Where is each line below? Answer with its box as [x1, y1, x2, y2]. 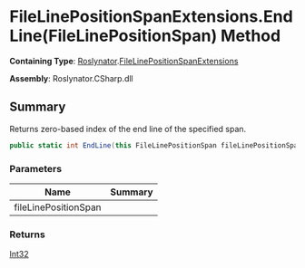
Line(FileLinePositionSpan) [9, 25, 218, 46]
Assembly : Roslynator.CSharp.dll [9, 72, 133, 83]
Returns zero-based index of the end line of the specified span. [9, 123, 247, 134]
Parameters [9, 162, 62, 175]
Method [221, 25, 281, 46]
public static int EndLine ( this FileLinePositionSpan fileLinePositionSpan [9, 140, 302, 150]
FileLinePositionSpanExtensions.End [9, 6, 293, 27]
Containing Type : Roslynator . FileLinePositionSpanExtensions [9, 55, 239, 66]
